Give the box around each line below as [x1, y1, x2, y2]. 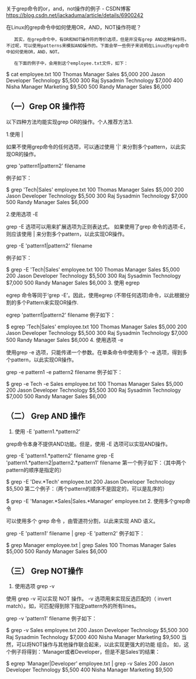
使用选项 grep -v [14, 583, 55, 590]
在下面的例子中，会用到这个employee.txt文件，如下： [13, 60, 129, 66]
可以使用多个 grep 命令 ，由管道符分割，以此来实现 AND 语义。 [6, 517, 159, 524]
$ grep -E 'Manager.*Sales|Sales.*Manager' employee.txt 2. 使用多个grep [6, 497, 185, 504]
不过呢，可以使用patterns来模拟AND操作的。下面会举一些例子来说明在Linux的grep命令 [6, 43, 189, 49]
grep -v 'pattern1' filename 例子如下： [6, 615, 98, 622]
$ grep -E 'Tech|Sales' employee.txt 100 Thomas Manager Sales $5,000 [6, 266, 180, 273]
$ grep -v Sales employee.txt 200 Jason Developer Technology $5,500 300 [6, 627, 189, 634]
